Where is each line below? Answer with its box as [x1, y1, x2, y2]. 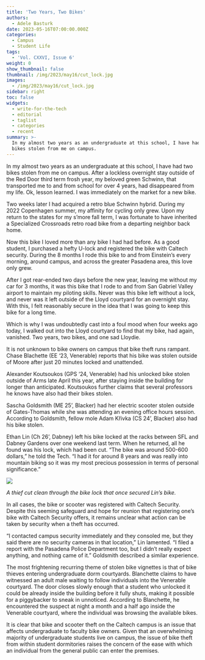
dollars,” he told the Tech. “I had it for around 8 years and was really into [6, 452, 188, 460]
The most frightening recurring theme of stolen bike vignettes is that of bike [6, 563, 197, 571]
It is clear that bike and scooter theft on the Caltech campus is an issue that [6, 621, 196, 628]
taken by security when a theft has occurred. [6, 520, 120, 527]
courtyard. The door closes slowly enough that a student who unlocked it [6, 583, 190, 590]
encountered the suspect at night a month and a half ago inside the [6, 602, 175, 610]
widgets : [6, 100, 29, 106]
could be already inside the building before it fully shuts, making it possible [6, 589, 195, 597]
